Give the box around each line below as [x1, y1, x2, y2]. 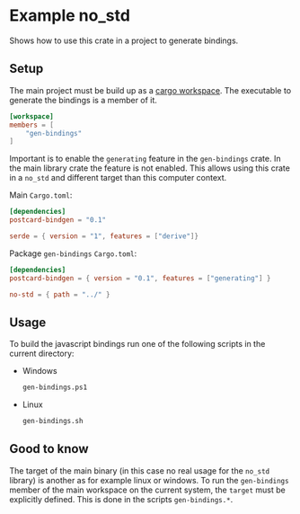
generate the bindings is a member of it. [9, 94, 157, 105]
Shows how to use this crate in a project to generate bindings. [9, 35, 239, 46]
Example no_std [9, 5, 130, 26]
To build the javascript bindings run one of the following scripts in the [9, 339, 266, 350]
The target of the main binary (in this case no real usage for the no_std [9, 465, 270, 476]
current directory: [9, 348, 75, 359]
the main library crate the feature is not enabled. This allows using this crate [9, 163, 290, 173]
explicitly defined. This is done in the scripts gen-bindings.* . [9, 493, 234, 504]
